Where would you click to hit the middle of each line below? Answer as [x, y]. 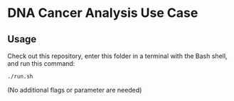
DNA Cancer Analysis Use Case [103, 13]
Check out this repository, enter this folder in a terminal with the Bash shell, [117, 56]
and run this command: [41, 64]
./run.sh [20, 76]
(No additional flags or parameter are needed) [75, 90]
